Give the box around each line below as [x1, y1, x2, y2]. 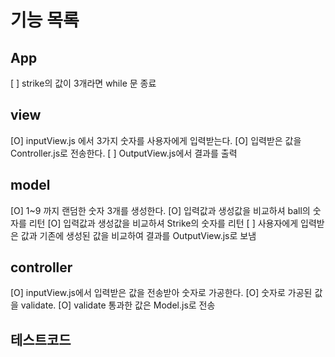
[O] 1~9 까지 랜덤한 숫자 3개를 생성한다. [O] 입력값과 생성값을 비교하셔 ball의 [10, 204, 311, 216]
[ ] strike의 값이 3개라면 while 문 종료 [10, 77, 157, 89]
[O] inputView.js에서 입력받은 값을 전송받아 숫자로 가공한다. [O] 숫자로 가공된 [10, 287, 313, 299]
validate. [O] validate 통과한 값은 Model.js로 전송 [20, 299, 216, 311]
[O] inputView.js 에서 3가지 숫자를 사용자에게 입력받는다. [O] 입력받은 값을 [10, 134, 302, 146]
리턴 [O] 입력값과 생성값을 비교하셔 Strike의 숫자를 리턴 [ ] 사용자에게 [28, 217, 299, 229]
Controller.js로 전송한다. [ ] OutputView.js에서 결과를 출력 [10, 147, 238, 159]
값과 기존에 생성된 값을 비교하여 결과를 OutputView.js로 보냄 [20, 229, 257, 241]
